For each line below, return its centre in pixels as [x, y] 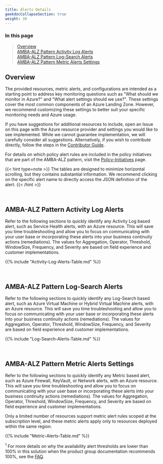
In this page [19, 36]
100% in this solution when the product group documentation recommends [80, 451]
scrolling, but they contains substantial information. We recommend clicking [81, 174]
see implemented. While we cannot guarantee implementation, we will [75, 135]
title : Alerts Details [28, 10]
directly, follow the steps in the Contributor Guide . [55, 145]
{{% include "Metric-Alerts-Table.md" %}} [47, 436]
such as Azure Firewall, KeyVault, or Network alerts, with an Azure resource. [81, 381]
